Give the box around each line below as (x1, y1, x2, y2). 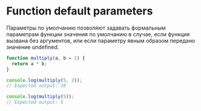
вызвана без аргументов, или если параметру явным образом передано (6, 37, 196, 44)
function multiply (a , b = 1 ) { (6, 55, 85, 61)
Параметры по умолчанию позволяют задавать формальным (6, 24, 166, 31)
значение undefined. (6, 43, 59, 51)
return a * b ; (12, 60, 47, 67)
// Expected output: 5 (6, 100, 64, 106)
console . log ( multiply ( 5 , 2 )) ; (6, 77, 83, 83)
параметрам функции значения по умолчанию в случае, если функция (6, 30, 190, 37)
